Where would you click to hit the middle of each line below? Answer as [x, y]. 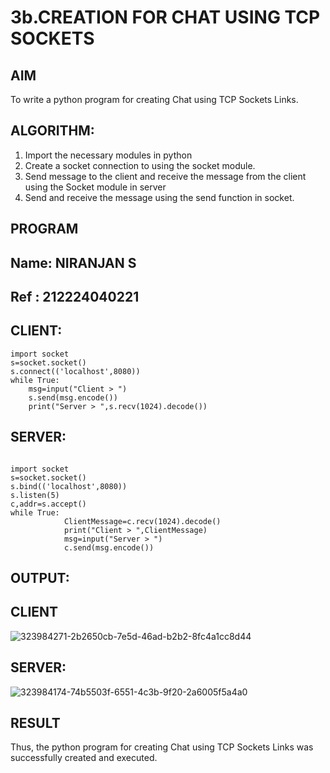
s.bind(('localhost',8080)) [69, 486]
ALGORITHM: [52, 131]
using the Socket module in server [95, 187]
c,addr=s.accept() [48, 504]
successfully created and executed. [84, 758]
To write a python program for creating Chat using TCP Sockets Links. [154, 99]
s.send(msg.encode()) [73, 397]
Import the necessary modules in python [108, 155]
